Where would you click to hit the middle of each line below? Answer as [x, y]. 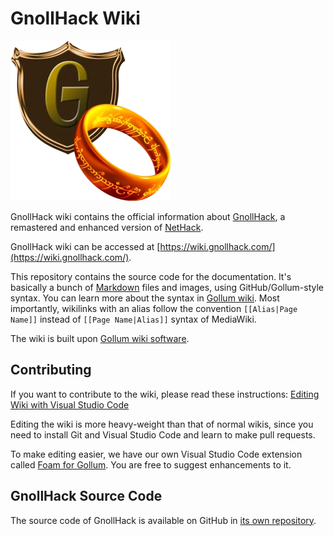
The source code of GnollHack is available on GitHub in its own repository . [163, 520]
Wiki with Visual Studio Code [70, 404]
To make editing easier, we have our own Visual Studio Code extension [156, 454]
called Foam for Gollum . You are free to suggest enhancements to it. [151, 464]
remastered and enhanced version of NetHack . [107, 227]
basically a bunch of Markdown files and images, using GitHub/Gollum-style [167, 287]
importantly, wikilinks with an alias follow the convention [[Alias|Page [154, 308]
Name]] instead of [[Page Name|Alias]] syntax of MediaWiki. [133, 319]
